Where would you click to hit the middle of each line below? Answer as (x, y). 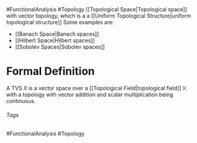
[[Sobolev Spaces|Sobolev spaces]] (60, 47)
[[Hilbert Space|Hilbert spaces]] (55, 40)
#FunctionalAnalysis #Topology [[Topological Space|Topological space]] (97, 9)
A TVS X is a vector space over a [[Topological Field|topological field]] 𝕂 (97, 88)
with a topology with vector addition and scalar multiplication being (90, 95)
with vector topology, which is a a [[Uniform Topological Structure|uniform (99, 16)
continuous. (21, 101)
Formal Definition (50, 71)
